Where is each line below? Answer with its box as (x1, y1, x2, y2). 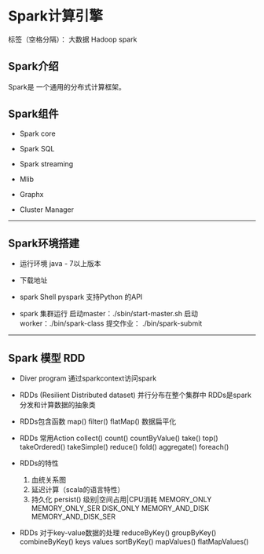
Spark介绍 (8, 60, 59, 73)
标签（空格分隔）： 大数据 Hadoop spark (8, 35, 137, 44)
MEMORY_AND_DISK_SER (31, 512, 116, 522)
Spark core (19, 129, 57, 138)
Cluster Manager (19, 205, 75, 214)
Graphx (19, 189, 44, 199)
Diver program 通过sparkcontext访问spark (19, 374, 157, 383)
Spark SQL (19, 144, 55, 153)
